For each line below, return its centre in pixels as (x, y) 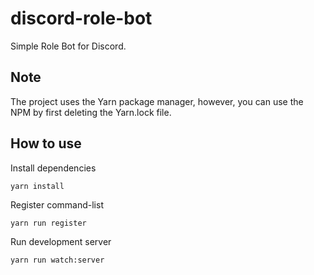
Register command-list (57, 204)
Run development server (61, 241)
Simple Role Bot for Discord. (68, 46)
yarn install (37, 186)
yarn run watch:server (57, 260)
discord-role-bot (81, 18)
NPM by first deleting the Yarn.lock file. (91, 112)
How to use (46, 143)
